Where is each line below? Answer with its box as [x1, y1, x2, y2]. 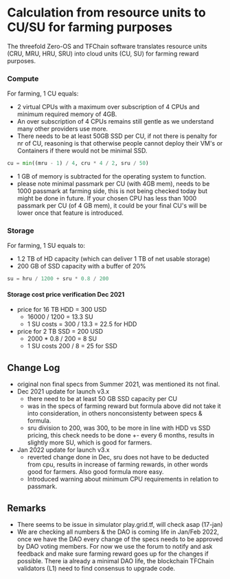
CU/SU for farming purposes [7, 19, 173, 35]
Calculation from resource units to [7, 5, 206, 21]
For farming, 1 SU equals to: [7, 242, 86, 250]
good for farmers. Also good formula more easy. [27, 468, 164, 476]
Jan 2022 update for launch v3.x [16, 446, 110, 454]
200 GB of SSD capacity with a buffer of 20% [16, 262, 146, 271]
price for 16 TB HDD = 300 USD [16, 306, 107, 314]
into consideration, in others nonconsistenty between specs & [27, 409, 203, 418]
